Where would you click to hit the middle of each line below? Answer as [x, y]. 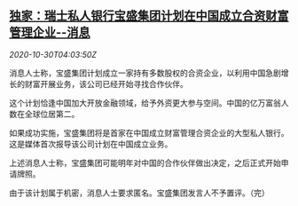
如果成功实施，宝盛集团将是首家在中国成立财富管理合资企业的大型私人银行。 [149, 132]
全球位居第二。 [52, 114]
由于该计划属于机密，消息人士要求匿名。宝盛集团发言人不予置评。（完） [139, 193]
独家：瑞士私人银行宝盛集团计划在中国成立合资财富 [149, 16]
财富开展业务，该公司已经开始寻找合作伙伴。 [106, 83]
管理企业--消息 [50, 32]
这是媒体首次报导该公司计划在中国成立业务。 [91, 144]
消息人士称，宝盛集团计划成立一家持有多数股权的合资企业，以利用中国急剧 [145, 73]
